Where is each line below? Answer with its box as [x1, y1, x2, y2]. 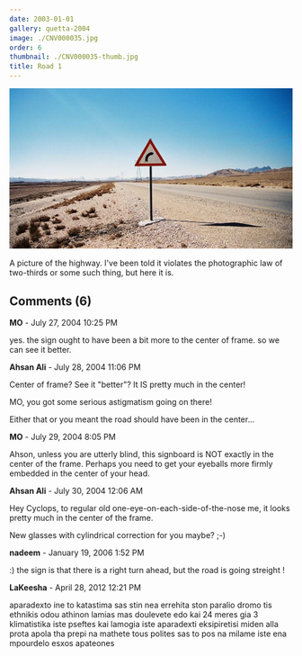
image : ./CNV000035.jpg [9, 33, 99, 42]
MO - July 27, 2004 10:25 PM [9, 318, 119, 328]
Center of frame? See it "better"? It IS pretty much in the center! [9, 379, 246, 391]
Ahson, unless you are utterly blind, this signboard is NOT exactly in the [9, 449, 274, 460]
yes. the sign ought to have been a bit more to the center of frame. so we [9, 335, 280, 346]
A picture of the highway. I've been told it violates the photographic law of [9, 257, 283, 269]
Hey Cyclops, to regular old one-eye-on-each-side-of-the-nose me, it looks [9, 503, 290, 514]
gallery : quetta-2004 [9, 23, 91, 33]
